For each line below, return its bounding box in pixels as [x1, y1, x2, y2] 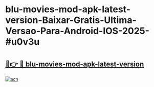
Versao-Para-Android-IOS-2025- [5, 25, 150, 37]
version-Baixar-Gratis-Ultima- [5, 14, 137, 26]
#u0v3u [5, 36, 40, 48]
